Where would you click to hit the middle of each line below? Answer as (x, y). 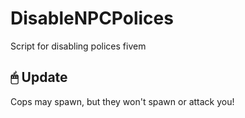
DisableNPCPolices (92, 18)
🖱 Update (39, 77)
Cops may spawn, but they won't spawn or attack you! (122, 101)
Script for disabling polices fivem (78, 46)
